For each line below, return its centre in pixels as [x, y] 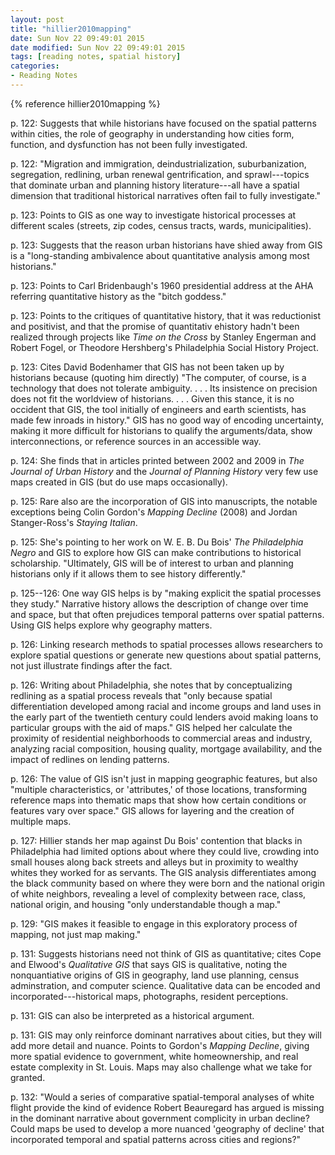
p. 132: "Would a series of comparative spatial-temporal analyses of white [162, 1097]
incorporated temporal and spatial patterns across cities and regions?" [156, 1139]
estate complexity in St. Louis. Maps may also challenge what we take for [161, 1067]
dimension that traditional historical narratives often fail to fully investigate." [165, 195]
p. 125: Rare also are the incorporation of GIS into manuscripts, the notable [164, 501]
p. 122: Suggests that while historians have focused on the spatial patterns [163, 123]
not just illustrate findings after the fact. [91, 665]
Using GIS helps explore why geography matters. [111, 625]
